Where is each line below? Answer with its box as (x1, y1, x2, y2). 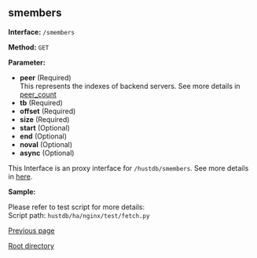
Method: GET (8, 42, 50, 52)
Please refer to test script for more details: (8, 202, 145, 212)
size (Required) (19, 114, 70, 124)
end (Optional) (19, 131, 68, 141)
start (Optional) (19, 123, 71, 132)
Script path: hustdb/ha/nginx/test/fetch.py (8, 210, 150, 219)
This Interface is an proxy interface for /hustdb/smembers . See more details (8, 163, 249, 172)
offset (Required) (19, 106, 76, 116)
